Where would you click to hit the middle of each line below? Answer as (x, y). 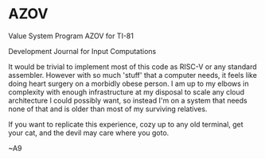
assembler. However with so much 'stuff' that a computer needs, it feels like (132, 75)
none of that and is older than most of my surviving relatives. (108, 109)
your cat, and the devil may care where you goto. (89, 133)
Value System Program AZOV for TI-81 (71, 36)
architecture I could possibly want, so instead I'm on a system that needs (128, 100)
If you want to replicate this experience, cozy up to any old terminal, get (126, 124)
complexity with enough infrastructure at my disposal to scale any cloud (127, 91)
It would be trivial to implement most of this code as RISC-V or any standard (132, 66)
